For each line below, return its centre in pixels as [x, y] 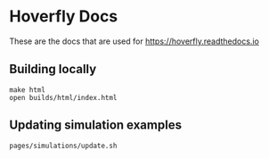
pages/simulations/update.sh [63, 146]
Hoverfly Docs [64, 17]
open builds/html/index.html [63, 97]
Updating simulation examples [96, 126]
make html [28, 90]
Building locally [53, 69]
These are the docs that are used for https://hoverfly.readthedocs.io [134, 41]
